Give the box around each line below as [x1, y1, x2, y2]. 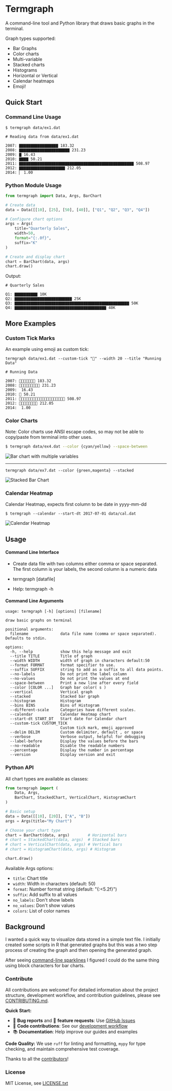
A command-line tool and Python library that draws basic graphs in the [5, 20, 155, 26]
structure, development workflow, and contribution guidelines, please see [5, 992, 161, 998]
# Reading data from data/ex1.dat [5, 134, 79, 139]
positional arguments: [5, 627, 54, 632]
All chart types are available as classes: [5, 775, 89, 782]
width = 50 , [14, 231, 36, 236]
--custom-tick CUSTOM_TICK [10, 721, 68, 726]
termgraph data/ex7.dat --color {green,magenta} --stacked [5, 468, 134, 473]
